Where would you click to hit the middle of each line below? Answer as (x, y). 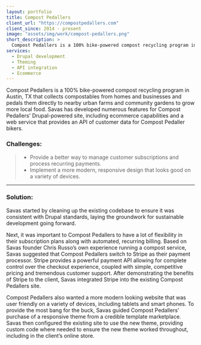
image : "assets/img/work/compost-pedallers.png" (68, 34)
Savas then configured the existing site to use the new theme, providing (95, 323)
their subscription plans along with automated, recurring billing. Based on (97, 241)
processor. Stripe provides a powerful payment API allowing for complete (96, 260)
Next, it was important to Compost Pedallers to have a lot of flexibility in (94, 235)
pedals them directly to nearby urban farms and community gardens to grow (100, 103)
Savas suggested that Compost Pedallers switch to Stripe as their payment (98, 254)
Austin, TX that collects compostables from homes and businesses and (94, 97)
